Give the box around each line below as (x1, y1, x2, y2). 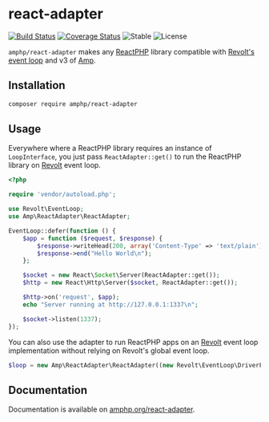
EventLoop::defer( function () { (8, 226, 116, 235)
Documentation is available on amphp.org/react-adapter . (8, 404, 195, 414)
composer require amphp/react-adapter (8, 99, 138, 108)
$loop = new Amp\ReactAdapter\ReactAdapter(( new (8, 361, 174, 369)
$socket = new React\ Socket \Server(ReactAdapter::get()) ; (22, 271, 220, 279)
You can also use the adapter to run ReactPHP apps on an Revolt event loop (8, 337, 259, 347)
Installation (8, 79, 66, 92)
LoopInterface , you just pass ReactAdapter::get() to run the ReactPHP (8, 152, 242, 161)
